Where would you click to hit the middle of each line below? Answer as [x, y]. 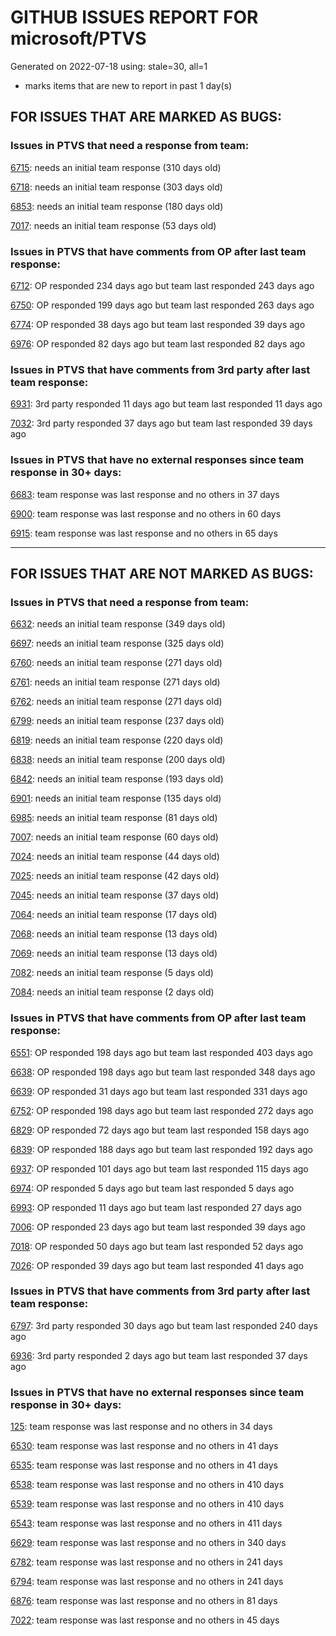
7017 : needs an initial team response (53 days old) [113, 225]
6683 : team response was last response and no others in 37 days [145, 494]
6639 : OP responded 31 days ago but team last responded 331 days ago [159, 1091]
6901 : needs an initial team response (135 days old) [116, 798]
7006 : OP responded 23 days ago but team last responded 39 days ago [158, 1227]
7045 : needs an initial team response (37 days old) [115, 895]
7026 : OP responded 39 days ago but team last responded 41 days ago [157, 1265]
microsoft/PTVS [78, 38]
